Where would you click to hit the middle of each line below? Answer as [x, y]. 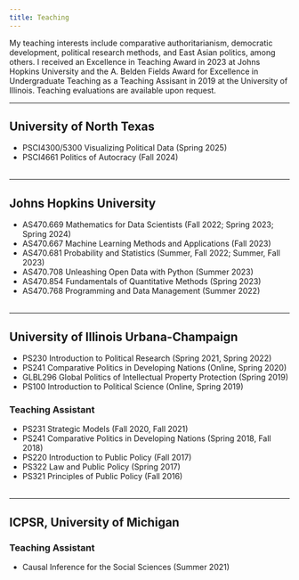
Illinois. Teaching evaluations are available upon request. [113, 90]
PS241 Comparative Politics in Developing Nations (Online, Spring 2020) [154, 368]
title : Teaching [39, 17]
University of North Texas [82, 127]
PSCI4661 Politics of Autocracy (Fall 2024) [100, 158]
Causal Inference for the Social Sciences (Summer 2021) [125, 568]
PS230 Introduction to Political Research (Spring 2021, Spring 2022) [147, 358]
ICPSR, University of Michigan [94, 522]
